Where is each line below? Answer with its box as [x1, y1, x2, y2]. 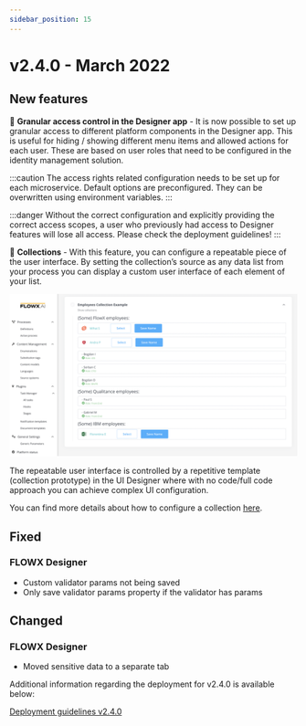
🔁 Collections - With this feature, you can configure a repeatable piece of [9, 247, 287, 258]
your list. [9, 275, 43, 287]
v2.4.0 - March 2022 [9, 55, 171, 76]
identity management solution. [9, 154, 124, 165]
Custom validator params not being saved [22, 576, 181, 588]
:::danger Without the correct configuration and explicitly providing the [9, 209, 275, 220]
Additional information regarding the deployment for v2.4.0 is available [9, 679, 275, 689]
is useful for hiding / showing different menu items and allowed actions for [9, 135, 290, 146]
